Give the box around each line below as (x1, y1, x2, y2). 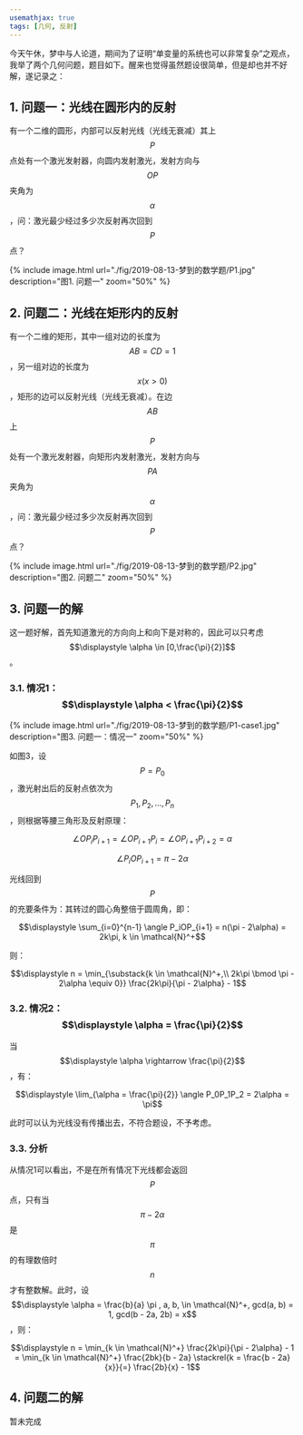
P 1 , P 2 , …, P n (130, 797, 175, 810)
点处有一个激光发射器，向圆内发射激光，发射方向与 (9, 155, 200, 166)
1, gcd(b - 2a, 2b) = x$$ (108, 1309, 197, 1320)
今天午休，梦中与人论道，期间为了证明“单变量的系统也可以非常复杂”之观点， (9, 47, 295, 59)
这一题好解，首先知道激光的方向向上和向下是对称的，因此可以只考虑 (9, 627, 264, 638)
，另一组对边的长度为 (9, 361, 89, 372)
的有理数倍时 (9, 1254, 57, 1265)
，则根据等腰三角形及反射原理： (9, 815, 129, 825)
